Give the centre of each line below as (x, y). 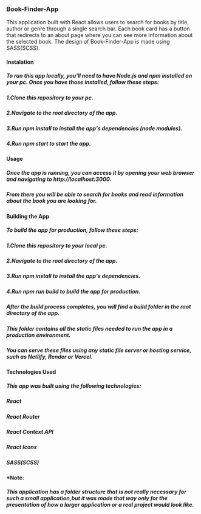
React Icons (22, 447)
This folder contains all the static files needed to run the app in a (90, 328)
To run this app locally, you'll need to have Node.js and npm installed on (99, 76)
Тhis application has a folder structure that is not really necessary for (97, 492)
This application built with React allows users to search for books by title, (98, 22)
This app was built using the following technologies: (74, 386)
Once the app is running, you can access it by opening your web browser (101, 172)
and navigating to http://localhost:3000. (59, 179)
